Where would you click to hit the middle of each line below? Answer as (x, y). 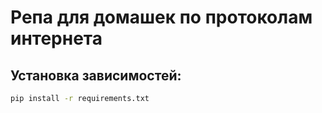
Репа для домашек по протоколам (161, 17)
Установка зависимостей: (96, 75)
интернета (56, 38)
